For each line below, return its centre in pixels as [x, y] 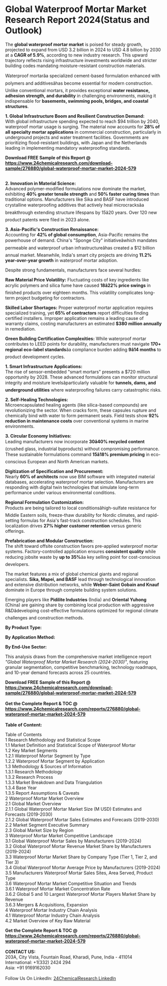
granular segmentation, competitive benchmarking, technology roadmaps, [82, 667]
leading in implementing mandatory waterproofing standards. [68, 148]
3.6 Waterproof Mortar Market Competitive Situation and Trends [71, 883]
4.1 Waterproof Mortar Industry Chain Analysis [53, 915]
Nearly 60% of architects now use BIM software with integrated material [80, 476]
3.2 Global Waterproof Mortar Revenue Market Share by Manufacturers [78, 846]
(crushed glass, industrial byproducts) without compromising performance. [82, 449]
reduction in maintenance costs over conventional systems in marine [77, 421]
